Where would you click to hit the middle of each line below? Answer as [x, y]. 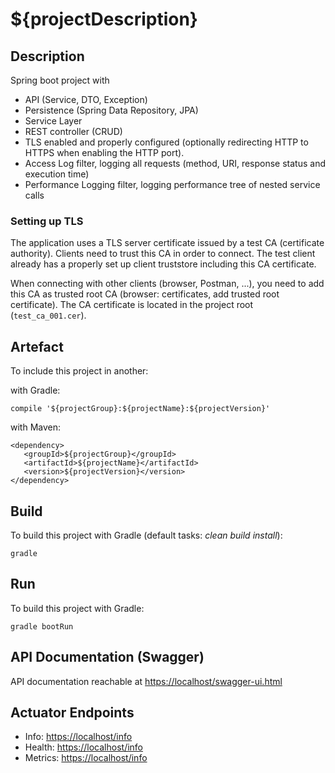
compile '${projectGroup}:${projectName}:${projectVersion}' [140, 409]
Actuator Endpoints [72, 712]
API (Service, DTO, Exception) [86, 99]
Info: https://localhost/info [78, 737]
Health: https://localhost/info [84, 747]
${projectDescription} [104, 19]
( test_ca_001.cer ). [48, 315]
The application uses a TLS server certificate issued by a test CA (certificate [167, 243]
